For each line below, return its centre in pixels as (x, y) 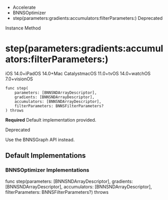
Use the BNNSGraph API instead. (40, 139)
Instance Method (23, 28)
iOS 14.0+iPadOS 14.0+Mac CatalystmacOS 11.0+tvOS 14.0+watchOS (78, 73)
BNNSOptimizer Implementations (47, 170)
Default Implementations (45, 155)
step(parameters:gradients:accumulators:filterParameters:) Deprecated (88, 18)
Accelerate (24, 7)
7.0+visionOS (19, 79)
